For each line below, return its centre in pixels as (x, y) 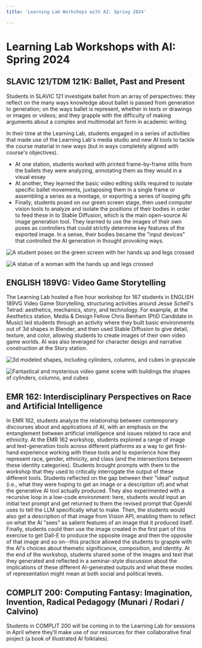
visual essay (30, 177)
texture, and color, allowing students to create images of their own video (96, 335)
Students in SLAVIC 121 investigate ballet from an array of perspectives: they (101, 96)
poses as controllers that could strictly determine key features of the (100, 228)
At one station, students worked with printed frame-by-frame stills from (103, 164)
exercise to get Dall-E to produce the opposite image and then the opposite (99, 536)
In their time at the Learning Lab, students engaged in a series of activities (98, 133)
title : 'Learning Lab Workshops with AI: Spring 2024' (76, 12)
